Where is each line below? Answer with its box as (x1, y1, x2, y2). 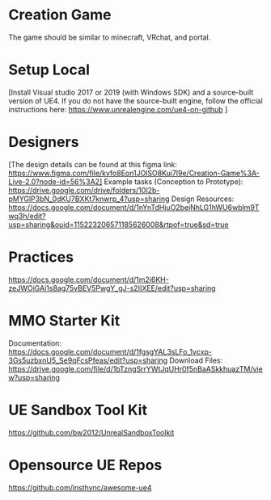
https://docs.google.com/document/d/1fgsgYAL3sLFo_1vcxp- (8, 347, 213, 356)
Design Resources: (171, 194, 235, 204)
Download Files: (169, 355, 223, 365)
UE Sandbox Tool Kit (8, 401, 148, 419)
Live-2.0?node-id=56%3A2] (8, 176, 103, 187)
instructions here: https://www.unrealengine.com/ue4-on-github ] (8, 104, 228, 114)
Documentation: (8, 338, 62, 348)
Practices (8, 248, 74, 266)
